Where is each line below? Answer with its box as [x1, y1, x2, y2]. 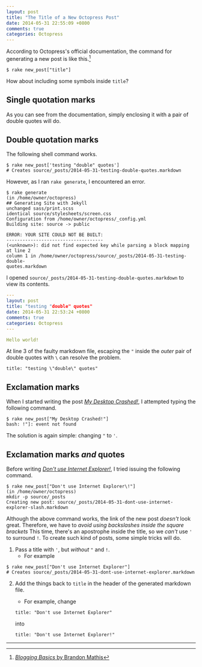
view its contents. [6, 281, 50, 288]
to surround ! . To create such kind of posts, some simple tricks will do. [6, 534, 182, 542]
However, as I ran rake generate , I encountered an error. [6, 178, 146, 186]
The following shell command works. [6, 151, 97, 158]
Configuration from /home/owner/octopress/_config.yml [6, 216, 147, 222]
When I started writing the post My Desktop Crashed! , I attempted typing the [6, 398, 196, 406]
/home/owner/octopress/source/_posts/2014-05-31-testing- [38, 253, 187, 259]
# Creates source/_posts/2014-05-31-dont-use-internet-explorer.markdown [6, 569, 195, 575]
